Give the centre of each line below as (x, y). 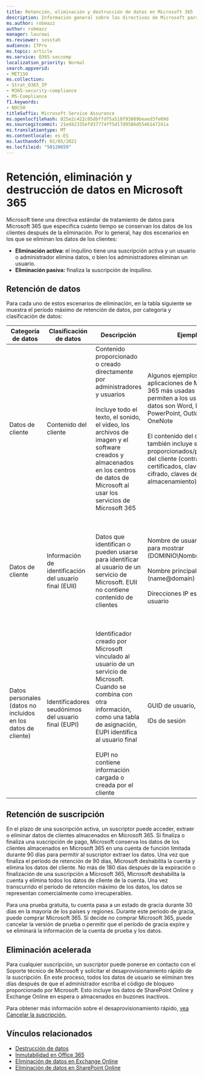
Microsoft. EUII (117, 582)
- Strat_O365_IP (27, 85)
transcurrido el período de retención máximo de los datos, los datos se (94, 887)
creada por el (114, 785)
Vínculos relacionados (49, 1034)
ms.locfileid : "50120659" (39, 147)
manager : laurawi (28, 35)
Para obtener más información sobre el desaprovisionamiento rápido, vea (98, 1008)
